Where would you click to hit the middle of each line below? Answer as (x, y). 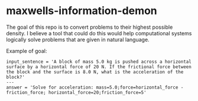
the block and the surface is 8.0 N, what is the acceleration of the (95, 72)
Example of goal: (27, 51)
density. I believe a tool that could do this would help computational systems (99, 33)
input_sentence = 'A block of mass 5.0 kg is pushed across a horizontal (99, 62)
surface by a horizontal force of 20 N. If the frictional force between (99, 67)
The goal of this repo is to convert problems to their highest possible (90, 27)
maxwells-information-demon (82, 11)
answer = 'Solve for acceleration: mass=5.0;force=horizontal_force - (95, 87)
